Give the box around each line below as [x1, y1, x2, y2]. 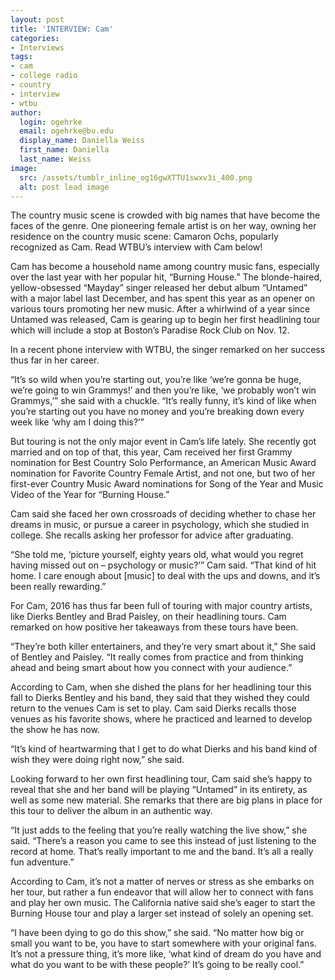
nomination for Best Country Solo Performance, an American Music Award [10, 457, 317, 469]
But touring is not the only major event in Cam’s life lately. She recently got [10, 436, 317, 448]
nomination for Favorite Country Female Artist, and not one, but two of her [10, 467, 316, 480]
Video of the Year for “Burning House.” [10, 489, 170, 501]
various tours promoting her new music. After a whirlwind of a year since [10, 303, 311, 315]
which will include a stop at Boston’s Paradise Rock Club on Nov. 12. [10, 324, 290, 336]
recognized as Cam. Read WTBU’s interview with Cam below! [10, 241, 263, 253]
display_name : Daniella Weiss [19, 136, 145, 146]
